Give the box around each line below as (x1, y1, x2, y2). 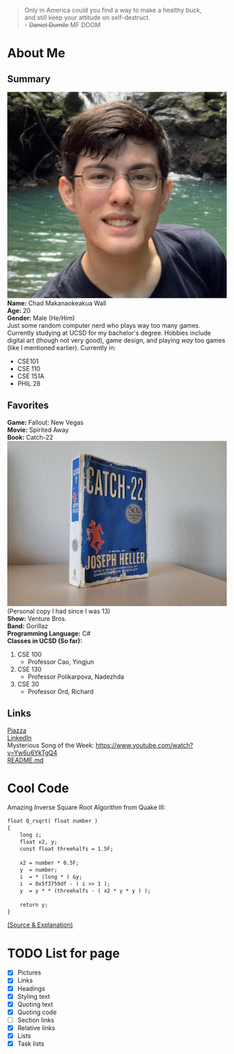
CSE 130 (17, 665, 42, 673)
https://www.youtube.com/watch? (95, 741, 194, 749)
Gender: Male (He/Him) (7, 314, 75, 322)
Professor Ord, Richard (27, 687, 94, 695)
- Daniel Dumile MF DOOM (24, 21, 101, 29)
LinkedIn (7, 733, 32, 742)
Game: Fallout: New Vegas (7, 418, 84, 426)
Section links (17, 1016, 54, 1024)
